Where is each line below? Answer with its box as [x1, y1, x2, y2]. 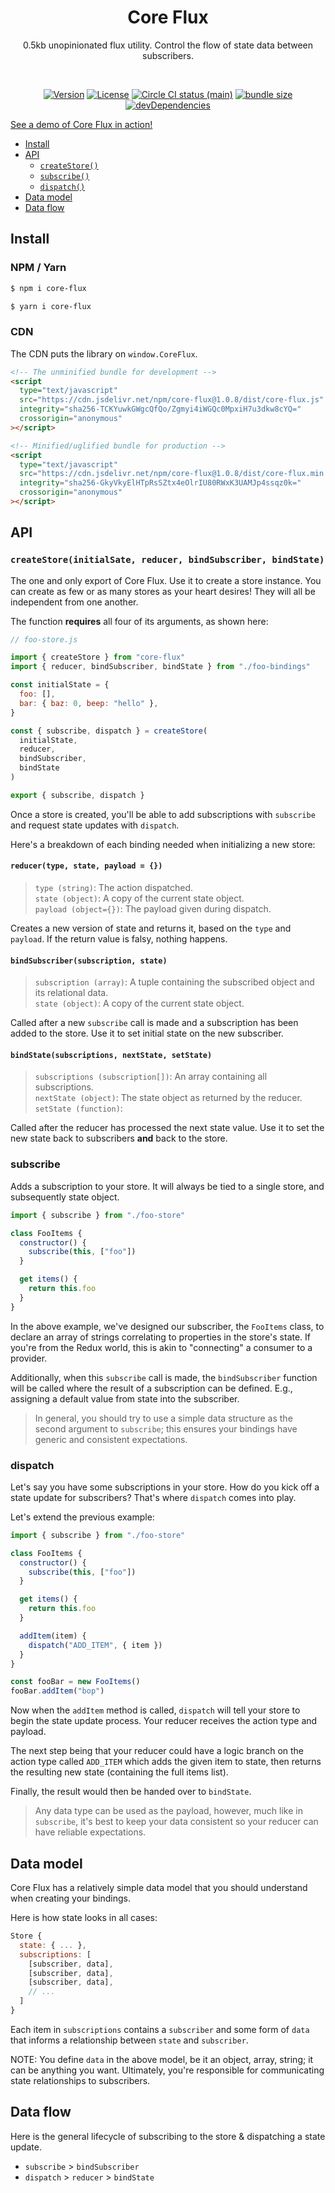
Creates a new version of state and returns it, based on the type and [10, 922, 292, 935]
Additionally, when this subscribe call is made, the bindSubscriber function [10, 1371, 318, 1383]
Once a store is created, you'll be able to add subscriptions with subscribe [10, 808, 316, 820]
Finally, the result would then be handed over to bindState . [10, 1786, 252, 1798]
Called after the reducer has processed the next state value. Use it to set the [10, 1122, 325, 1134]
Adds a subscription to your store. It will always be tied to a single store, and [10, 1180, 325, 1192]
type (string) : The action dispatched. [34, 882, 194, 894]
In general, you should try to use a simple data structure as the [34, 1412, 293, 1424]
